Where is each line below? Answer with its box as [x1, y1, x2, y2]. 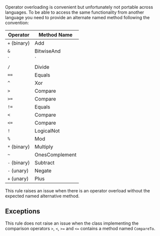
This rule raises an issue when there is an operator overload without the [5, 188, 151, 193]
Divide [34, 64, 50, 70]
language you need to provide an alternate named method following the [5, 15, 150, 20]
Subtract [34, 159, 55, 166]
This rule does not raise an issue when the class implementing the [5, 220, 139, 226]
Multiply [34, 143, 53, 150]
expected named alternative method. [5, 193, 80, 199]
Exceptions [5, 207, 40, 215]
